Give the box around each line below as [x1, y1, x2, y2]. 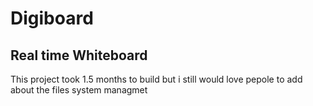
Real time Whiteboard [10, 47, 148, 64]
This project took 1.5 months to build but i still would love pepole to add [10, 73, 303, 85]
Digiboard [10, 7, 94, 30]
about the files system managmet [10, 84, 148, 96]
